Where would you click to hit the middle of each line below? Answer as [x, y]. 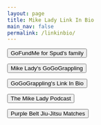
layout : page [26, 13]
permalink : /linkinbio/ [42, 33]
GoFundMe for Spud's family [47, 54]
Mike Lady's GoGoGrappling [47, 69]
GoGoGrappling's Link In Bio [47, 84]
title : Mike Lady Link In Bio [51, 20]
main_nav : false [30, 26]
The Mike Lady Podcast [41, 98]
